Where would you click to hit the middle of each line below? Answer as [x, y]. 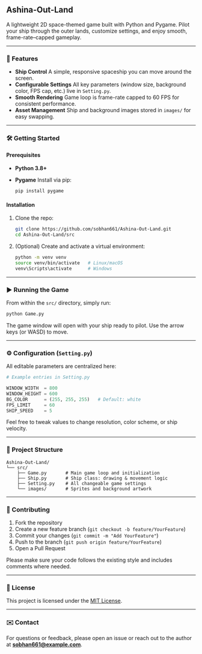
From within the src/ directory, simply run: [59, 303]
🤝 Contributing [28, 509]
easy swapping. [35, 116]
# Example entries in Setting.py [48, 377]
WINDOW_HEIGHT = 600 [32, 394]
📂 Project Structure [35, 450]
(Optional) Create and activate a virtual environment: [80, 246]
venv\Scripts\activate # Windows [63, 268]
